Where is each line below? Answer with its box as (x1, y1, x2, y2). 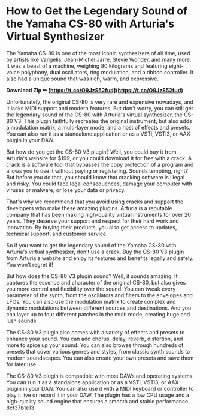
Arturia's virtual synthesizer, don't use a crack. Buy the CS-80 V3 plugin (6, 248, 184, 255)
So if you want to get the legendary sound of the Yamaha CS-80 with (6, 241, 177, 249)
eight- (168, 62, 184, 70)
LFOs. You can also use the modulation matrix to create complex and (6, 298, 176, 305)
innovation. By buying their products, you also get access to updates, (6, 223, 177, 231)
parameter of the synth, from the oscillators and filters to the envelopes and (6, 291, 193, 298)
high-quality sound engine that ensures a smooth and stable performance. (6, 397, 190, 405)
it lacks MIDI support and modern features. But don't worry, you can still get (6, 104, 193, 112)
